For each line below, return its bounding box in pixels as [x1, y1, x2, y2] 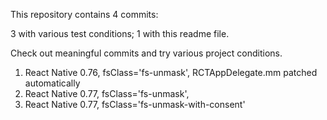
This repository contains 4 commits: [10, 9, 159, 20]
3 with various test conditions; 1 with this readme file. [10, 28, 230, 39]
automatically [24, 77, 81, 89]
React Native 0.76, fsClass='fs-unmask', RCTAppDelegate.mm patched [24, 67, 318, 78]
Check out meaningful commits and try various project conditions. [10, 47, 283, 59]
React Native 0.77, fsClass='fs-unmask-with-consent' [24, 99, 246, 110]
